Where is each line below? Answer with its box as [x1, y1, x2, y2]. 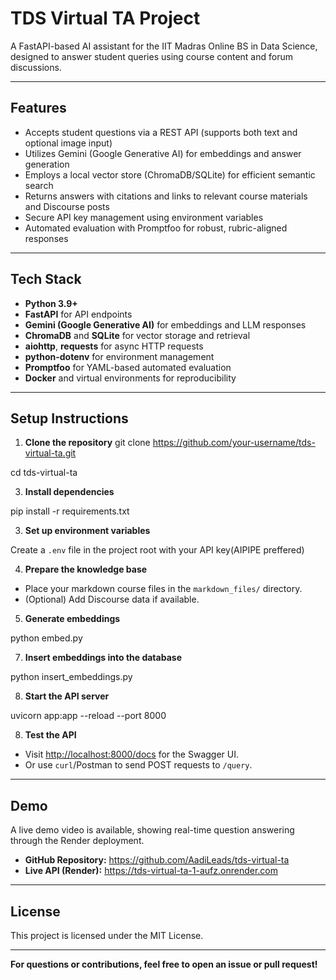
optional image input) [24, 137, 113, 149]
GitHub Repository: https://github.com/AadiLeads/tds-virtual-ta [24, 854, 290, 866]
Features [10, 100, 67, 117]
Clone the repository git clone [24, 437, 151, 449]
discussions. [10, 61, 62, 73]
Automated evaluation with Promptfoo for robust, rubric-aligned [24, 222, 288, 234]
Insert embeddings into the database [24, 652, 182, 664]
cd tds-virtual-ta [10, 467, 78, 479]
